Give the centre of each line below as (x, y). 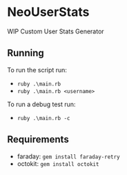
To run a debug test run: (41, 104)
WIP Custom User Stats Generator (56, 31)
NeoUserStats (48, 12)
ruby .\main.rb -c (43, 118)
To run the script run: (37, 69)
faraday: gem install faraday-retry (68, 156)
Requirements (38, 140)
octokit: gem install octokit (58, 163)
